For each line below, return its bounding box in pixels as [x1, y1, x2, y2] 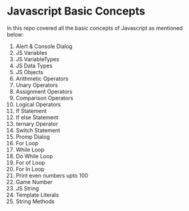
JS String [15, 184, 39, 192]
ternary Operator [15, 120, 58, 127]
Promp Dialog [15, 133, 50, 140]
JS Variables [15, 49, 47, 56]
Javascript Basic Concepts [7, 4, 145, 18]
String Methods [15, 198, 55, 205]
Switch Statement [15, 126, 60, 134]
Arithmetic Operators [15, 75, 69, 82]
